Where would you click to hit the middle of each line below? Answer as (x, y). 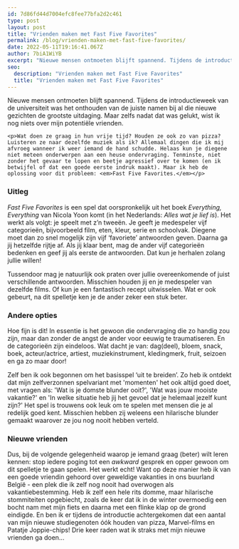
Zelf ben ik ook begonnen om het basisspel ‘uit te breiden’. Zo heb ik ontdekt (119, 374)
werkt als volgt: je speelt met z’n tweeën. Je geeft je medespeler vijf (107, 222)
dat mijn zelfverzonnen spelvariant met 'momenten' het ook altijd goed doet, (119, 382)
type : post (23, 21)
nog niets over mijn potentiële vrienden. (65, 123)
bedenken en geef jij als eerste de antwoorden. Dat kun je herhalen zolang (116, 252)
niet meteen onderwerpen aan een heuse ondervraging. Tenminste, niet (114, 155)
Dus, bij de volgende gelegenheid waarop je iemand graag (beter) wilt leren (118, 454)
